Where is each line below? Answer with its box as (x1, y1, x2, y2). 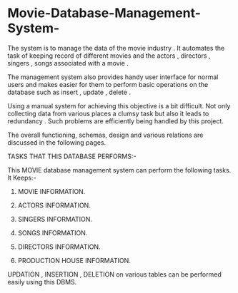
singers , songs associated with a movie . (7, 58, 129, 67)
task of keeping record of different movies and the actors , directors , (7, 51, 211, 60)
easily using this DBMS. (7, 277, 77, 286)
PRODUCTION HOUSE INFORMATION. (17, 256, 131, 264)
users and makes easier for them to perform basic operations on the (7, 80, 209, 88)
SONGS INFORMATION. (17, 228, 88, 237)
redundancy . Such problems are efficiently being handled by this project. (7, 116, 224, 125)
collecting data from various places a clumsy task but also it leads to (7, 109, 209, 118)
